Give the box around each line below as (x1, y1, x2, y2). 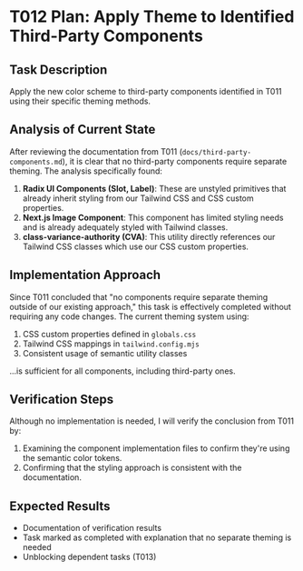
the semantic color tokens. (22, 453, 122, 464)
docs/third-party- (181, 147, 252, 156)
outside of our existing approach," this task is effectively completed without (9, 301, 292, 312)
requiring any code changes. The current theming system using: (9, 311, 249, 322)
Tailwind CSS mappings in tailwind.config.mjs (22, 338, 200, 349)
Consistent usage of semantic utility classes (22, 347, 188, 358)
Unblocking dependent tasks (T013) (22, 552, 157, 563)
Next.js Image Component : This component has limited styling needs (22, 212, 284, 223)
